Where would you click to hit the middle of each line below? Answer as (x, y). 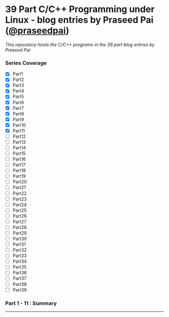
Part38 (19, 284)
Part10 (19, 125)
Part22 (19, 193)
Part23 (19, 199)
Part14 (19, 148)
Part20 (20, 182)
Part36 (19, 273)
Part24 (20, 204)
